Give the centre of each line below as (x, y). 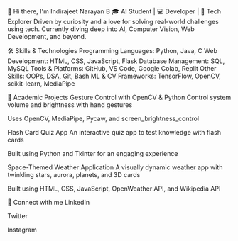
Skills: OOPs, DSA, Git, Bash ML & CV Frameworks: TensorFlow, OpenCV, (114, 76)
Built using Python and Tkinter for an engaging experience (93, 153)
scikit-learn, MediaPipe (41, 84)
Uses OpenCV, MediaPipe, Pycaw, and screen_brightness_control (103, 118)
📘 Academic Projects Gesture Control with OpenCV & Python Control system (119, 97)
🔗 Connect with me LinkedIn (49, 202)
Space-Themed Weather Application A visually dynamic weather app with (115, 167)
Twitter (18, 216)
